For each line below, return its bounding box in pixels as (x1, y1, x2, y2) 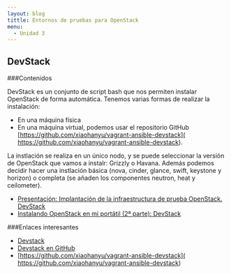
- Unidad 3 (13, 29, 45, 37)
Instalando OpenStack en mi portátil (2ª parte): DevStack (17, 210, 181, 218)
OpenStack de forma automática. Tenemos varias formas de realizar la (7, 95, 211, 103)
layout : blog (7, 10, 45, 17)
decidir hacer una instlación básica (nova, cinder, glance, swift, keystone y (7, 167, 222, 175)
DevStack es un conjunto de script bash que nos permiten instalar (7, 88, 198, 96)
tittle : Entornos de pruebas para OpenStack (7, 17, 139, 24)
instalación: (7, 102, 40, 111)
